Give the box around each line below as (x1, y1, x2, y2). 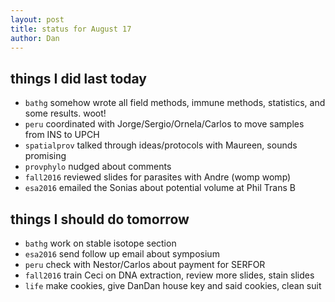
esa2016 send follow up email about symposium (24, 248, 220, 260)
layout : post (10, 14, 65, 25)
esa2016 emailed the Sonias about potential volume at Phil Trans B (24, 182, 296, 194)
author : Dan (10, 33, 60, 43)
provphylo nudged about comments (24, 161, 172, 173)
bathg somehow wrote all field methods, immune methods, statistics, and (24, 97, 326, 109)
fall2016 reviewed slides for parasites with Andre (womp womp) (24, 171, 292, 183)
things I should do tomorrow (10, 211, 190, 228)
